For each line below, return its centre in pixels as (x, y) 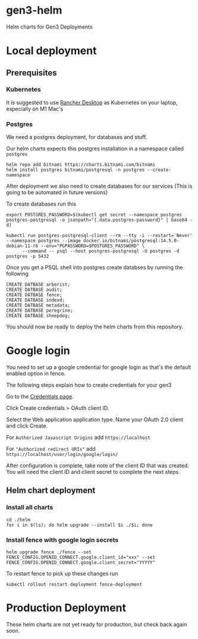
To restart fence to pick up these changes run (62, 574)
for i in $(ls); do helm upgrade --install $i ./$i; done (79, 525)
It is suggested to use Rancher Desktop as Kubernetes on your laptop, (92, 102)
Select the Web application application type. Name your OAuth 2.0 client (95, 420)
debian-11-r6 (22, 246)
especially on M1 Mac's (35, 109)
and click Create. (27, 426)
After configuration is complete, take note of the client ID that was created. (98, 466)
